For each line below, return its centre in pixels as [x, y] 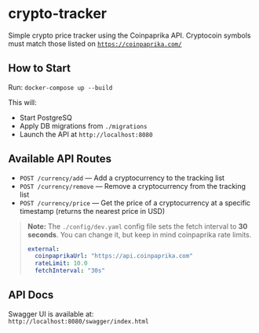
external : [44, 249]
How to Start [39, 69]
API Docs [31, 295]
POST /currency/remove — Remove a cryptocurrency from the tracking [132, 186]
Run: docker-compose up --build [60, 87]
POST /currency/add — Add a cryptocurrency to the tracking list [122, 178]
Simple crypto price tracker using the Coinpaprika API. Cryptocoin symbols [129, 35]
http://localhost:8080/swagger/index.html [78, 321]
